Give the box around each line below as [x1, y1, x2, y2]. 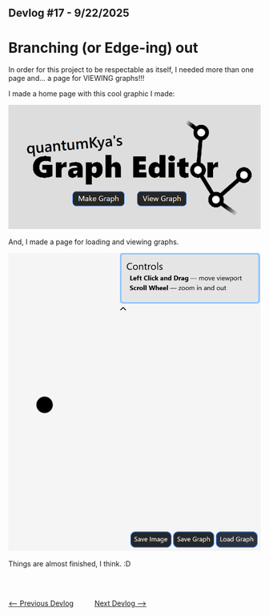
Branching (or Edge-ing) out [8, 38, 199, 57]
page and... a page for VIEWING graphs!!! [8, 74, 145, 83]
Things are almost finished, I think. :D [8, 558, 131, 568]
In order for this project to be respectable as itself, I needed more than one [8, 65, 255, 74]
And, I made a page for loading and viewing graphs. [8, 236, 179, 247]
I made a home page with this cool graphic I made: [8, 89, 175, 99]
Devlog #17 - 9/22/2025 [8, 6, 130, 20]
